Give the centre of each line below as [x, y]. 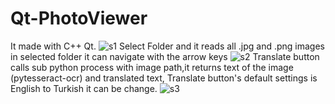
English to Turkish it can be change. [84, 88]
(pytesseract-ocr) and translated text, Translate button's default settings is [164, 78]
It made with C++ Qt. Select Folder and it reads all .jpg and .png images [168, 46]
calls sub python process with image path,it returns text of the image [152, 67]
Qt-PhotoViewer [79, 18]
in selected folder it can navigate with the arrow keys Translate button [165, 56]
